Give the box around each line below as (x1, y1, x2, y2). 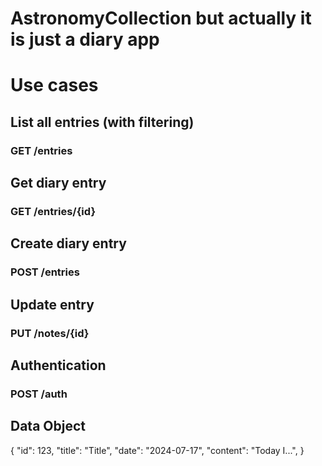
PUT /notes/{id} (10, 326, 90, 340)
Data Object (10, 418, 86, 435)
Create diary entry (10, 235, 127, 252)
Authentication (10, 357, 107, 374)
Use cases (10, 74, 99, 97)
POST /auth (10, 387, 68, 401)
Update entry (10, 296, 95, 313)
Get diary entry (10, 175, 107, 192)
